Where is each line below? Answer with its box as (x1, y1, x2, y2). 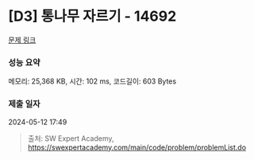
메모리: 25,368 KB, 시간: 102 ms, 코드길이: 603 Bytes (8, 76, 177, 86)
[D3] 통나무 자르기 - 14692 (8, 7, 177, 25)
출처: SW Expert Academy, (27, 133, 114, 143)
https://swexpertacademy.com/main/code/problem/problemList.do (27, 142, 247, 152)
